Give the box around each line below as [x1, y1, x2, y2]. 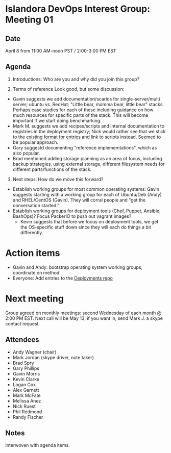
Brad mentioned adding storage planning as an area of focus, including [12, 155, 162, 161]
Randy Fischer [12, 414, 43, 420]
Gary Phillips [12, 365, 40, 371]
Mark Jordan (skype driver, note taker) [12, 354, 94, 360]
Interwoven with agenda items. [5, 442, 70, 448]
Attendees [5, 335, 39, 344]
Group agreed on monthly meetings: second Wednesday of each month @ [5, 310, 162, 316]
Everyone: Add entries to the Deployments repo [12, 275, 113, 281]
